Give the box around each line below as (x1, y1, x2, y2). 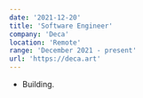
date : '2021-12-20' (9, 12, 82, 22)
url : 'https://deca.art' (9, 54, 101, 63)
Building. (21, 79, 55, 89)
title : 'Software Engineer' (9, 21, 114, 30)
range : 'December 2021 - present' (9, 46, 138, 55)
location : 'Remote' (9, 37, 82, 47)
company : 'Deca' (9, 29, 69, 38)
